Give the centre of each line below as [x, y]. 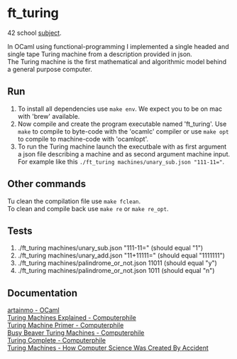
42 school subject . [34, 33]
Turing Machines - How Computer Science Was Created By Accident [108, 348]
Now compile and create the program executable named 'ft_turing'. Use [122, 124]
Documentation [43, 293]
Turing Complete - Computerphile [57, 341]
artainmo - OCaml [33, 310]
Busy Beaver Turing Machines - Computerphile [76, 333]
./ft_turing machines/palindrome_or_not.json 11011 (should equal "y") [117, 263]
